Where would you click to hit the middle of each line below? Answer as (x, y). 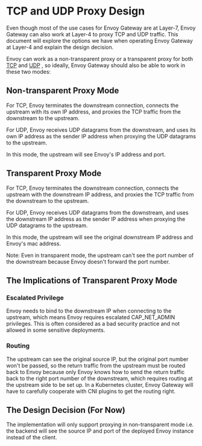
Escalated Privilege (35, 297)
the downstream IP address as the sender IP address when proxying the (96, 219)
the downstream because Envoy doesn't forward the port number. (88, 262)
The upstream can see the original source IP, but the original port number (97, 359)
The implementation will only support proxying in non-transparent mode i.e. (100, 425)
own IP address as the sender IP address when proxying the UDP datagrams (101, 136)
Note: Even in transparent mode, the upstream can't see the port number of (100, 255)
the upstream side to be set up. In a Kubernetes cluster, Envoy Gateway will (100, 384)
